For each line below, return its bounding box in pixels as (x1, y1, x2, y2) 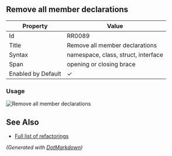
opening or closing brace (67, 60, 136, 68)
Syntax (9, 51, 28, 59)
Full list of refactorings (14, 132, 69, 139)
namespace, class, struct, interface (67, 51, 164, 59)
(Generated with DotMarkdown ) (6, 144, 83, 151)
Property (22, 22, 48, 30)
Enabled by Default (9, 69, 61, 77)
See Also (6, 117, 39, 127)
